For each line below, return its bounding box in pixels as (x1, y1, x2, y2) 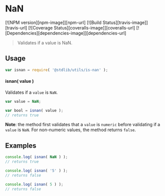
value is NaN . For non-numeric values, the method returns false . (5, 127, 136, 133)
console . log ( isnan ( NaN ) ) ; (5, 155, 68, 160)
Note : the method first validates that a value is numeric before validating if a (5, 122, 161, 128)
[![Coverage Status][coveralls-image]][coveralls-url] (28, 24, 136, 30)
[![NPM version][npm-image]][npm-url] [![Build (5, 19, 102, 25)
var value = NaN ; (5, 99, 41, 104)
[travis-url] (5, 24, 27, 30)
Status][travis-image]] (102, 19, 148, 25)
